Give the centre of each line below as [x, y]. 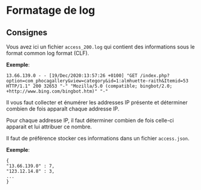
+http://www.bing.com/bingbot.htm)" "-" [57, 91]
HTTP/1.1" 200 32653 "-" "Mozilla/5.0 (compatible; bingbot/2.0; [89, 86]
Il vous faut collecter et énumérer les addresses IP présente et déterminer [97, 102]
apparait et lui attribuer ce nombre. [49, 127]
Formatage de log [51, 10]
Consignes [27, 33]
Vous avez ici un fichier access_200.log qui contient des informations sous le [100, 47]
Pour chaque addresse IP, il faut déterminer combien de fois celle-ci [90, 120]
